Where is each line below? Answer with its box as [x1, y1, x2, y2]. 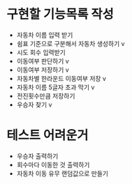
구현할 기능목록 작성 [6, 6, 115, 22]
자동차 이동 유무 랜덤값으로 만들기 [16, 169, 109, 178]
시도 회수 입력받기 [16, 48, 66, 56]
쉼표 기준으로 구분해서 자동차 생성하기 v [16, 39, 125, 47]
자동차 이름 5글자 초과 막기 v [16, 83, 95, 91]
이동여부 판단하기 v [16, 56, 69, 65]
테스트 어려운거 [6, 128, 89, 144]
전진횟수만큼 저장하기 [16, 91, 75, 100]
